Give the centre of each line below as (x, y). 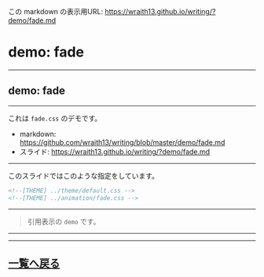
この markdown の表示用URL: (56, 11)
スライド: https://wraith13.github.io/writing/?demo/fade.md (115, 151)
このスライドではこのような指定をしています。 (84, 175)
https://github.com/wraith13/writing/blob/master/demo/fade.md (122, 142)
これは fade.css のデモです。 (55, 118)
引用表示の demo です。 (64, 221)
